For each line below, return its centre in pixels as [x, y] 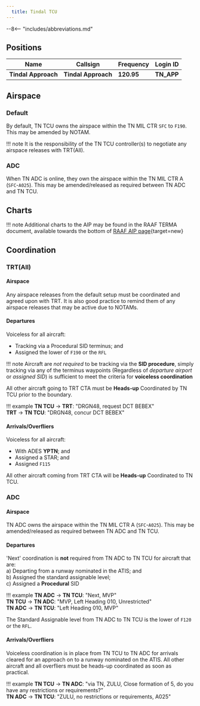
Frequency [133, 65]
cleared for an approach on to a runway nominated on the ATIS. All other [95, 659]
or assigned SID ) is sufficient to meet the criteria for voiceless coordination [99, 376]
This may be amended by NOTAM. [48, 132]
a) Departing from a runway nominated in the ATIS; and [74, 571]
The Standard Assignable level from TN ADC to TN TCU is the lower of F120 [99, 620]
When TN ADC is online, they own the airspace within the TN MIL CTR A [95, 179]
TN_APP [167, 74]
